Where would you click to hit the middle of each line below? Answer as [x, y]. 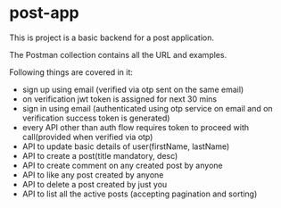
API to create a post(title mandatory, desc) [100, 155]
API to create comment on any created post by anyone [122, 165]
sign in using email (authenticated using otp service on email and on [148, 108]
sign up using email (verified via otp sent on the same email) [133, 89]
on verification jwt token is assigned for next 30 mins [119, 99]
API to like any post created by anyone [93, 175]
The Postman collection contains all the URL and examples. [118, 54]
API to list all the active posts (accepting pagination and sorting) [140, 194]
